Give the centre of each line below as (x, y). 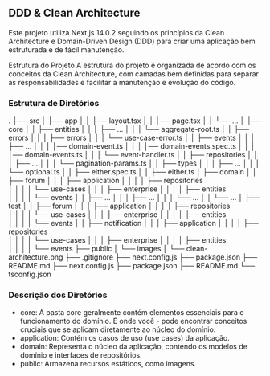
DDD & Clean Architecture (74, 13)
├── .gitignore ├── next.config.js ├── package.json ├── (161, 257)
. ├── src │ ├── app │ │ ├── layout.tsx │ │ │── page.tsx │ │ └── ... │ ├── (135, 121)
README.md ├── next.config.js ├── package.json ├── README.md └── (132, 266)
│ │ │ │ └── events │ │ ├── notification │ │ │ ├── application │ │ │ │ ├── (133, 223)
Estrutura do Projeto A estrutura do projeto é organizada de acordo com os (132, 65)
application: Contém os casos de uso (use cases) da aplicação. (125, 338)
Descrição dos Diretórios (58, 295)
